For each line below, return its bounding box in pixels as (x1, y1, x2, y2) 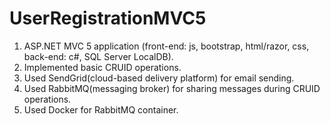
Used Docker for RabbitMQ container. (23, 103, 179, 116)
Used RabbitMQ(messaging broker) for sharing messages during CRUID (23, 82, 321, 94)
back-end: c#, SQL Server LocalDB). (23, 50, 174, 62)
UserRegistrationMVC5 (9, 7, 207, 30)
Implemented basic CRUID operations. (23, 61, 182, 73)
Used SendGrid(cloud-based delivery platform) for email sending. (23, 72, 295, 84)
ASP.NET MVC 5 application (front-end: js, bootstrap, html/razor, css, (23, 40, 310, 52)
